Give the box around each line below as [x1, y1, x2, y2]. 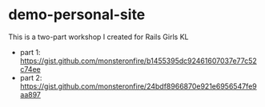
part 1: [19, 47, 42, 57]
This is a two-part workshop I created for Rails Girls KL [8, 32, 189, 42]
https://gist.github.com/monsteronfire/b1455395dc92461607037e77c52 [19, 56, 258, 65]
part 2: [19, 73, 42, 82]
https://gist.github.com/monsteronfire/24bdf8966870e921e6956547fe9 [19, 81, 258, 91]
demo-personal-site [8, 6, 146, 24]
